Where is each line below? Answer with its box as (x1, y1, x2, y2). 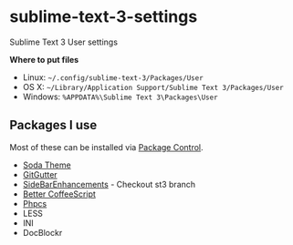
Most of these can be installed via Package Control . (9, 141, 204, 152)
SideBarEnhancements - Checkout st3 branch (22, 179, 196, 189)
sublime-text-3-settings (9, 6, 198, 27)
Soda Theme (22, 159, 71, 170)
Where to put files (9, 54, 79, 65)
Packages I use (9, 117, 98, 133)
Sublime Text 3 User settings (9, 36, 119, 47)
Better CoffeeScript (22, 189, 96, 199)
